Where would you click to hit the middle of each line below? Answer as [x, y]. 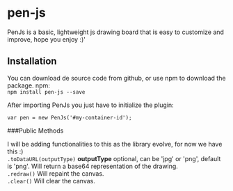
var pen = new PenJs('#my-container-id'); [70, 117]
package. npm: [29, 85]
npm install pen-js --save [46, 92]
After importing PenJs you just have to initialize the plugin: [90, 105]
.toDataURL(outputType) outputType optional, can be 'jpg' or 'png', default [114, 158]
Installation [32, 61]
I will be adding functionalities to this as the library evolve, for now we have [115, 144]
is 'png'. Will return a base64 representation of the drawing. [93, 166]
